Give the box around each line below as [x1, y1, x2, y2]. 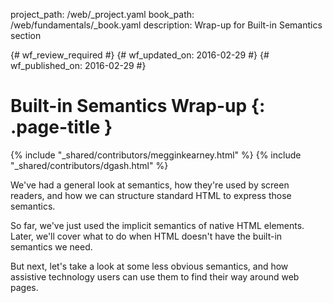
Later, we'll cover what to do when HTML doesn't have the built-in [10, 230, 283, 242]
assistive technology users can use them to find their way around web [10, 270, 300, 283]
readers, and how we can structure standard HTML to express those [10, 189, 292, 201]
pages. [10, 281, 39, 293]
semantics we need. [10, 240, 93, 253]
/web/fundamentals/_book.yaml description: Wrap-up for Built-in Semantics [10, 19, 323, 31]
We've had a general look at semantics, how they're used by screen [10, 179, 290, 191]
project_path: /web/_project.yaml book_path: [10, 9, 195, 20]
